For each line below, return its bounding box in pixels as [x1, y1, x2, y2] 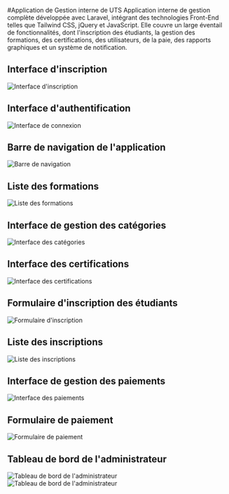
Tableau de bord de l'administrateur [7, 453, 167, 465]
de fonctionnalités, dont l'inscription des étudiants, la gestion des [7, 28, 195, 36]
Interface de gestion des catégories [7, 219, 167, 231]
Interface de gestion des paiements [7, 375, 166, 387]
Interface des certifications [7, 258, 130, 270]
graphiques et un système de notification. [7, 44, 127, 51]
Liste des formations [7, 180, 99, 192]
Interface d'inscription [7, 63, 108, 76]
